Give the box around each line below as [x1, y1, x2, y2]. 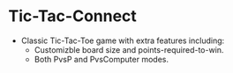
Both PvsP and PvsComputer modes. [34, 54, 169, 64]
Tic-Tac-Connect [8, 6, 138, 26]
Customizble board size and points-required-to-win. [34, 44, 224, 55]
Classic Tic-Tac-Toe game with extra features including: [20, 35, 225, 46]
